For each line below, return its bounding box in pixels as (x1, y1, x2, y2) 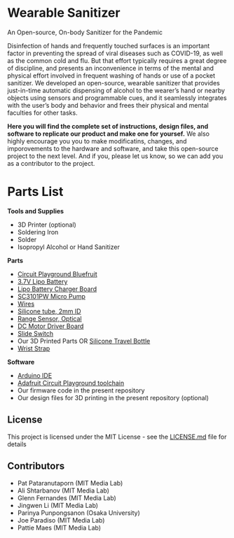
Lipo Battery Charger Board (17, 285, 97, 293)
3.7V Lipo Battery (17, 277, 68, 285)
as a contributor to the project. (7, 159, 95, 167)
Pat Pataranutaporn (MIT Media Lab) (17, 479, 123, 487)
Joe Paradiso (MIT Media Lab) (17, 516, 105, 524)
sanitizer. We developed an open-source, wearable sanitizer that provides (7, 78, 221, 87)
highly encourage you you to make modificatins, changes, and (7, 136, 187, 145)
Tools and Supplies (7, 206, 64, 215)
